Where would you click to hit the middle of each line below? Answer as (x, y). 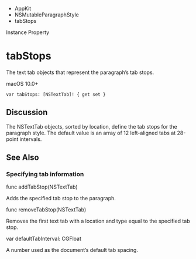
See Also (23, 158)
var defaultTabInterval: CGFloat (44, 239)
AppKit (23, 9)
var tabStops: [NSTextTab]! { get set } (56, 94)
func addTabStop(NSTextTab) (42, 187)
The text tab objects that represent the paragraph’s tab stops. (80, 72)
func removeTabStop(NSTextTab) (46, 210)
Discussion (27, 112)
